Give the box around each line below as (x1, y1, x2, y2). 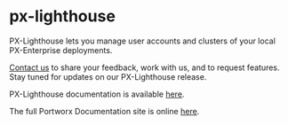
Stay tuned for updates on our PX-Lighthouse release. (9, 71, 207, 82)
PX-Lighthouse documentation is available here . (9, 89, 185, 99)
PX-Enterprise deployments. (9, 44, 113, 55)
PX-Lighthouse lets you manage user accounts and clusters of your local (9, 35, 276, 46)
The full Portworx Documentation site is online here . (9, 105, 200, 116)
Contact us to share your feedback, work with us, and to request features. (9, 62, 280, 73)
